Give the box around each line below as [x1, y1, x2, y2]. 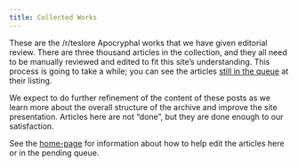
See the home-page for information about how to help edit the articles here [9, 138, 285, 148]
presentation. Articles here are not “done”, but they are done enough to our [9, 111, 284, 122]
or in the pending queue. [9, 147, 100, 158]
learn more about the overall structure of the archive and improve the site [9, 101, 278, 112]
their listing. [9, 75, 52, 85]
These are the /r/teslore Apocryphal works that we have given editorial [9, 37, 268, 48]
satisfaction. [9, 121, 55, 131]
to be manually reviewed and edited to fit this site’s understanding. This [9, 56, 270, 67]
